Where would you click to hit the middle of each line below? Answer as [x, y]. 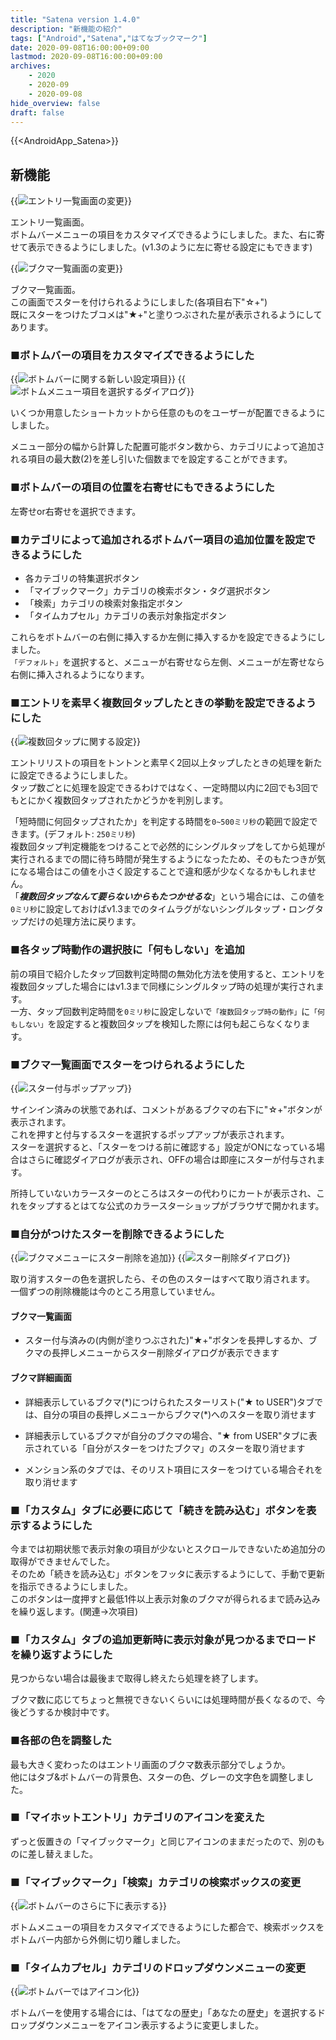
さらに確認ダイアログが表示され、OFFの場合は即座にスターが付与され [172, 1159]
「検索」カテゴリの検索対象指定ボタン [103, 603]
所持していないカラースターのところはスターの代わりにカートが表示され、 [163, 1193]
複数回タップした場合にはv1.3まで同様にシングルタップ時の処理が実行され [163, 986]
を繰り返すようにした [61, 1654]
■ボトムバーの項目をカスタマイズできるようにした [132, 356]
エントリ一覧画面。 [50, 222]
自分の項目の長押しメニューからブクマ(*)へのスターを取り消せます [179, 1414]
